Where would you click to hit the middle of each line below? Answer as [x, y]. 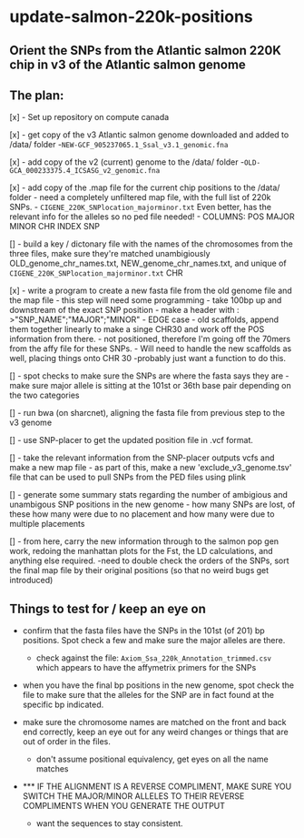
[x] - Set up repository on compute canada [89, 117]
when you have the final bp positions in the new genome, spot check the [158, 685]
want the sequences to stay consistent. [109, 823]
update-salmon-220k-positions [132, 17]
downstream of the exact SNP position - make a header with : [124, 310]
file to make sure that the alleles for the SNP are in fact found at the [148, 695]
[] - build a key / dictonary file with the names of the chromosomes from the [151, 244]
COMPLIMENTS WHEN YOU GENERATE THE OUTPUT [123, 806]
